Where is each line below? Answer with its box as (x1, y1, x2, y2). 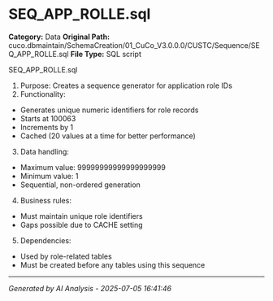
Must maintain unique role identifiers (19, 211, 144, 220)
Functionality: (19, 89, 67, 98)
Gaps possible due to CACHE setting (19, 220, 144, 229)
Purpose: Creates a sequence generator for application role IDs (19, 81, 233, 90)
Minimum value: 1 (19, 171, 79, 181)
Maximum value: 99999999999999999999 (19, 162, 167, 172)
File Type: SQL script (70, 49, 142, 59)
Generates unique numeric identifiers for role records (19, 105, 199, 115)
